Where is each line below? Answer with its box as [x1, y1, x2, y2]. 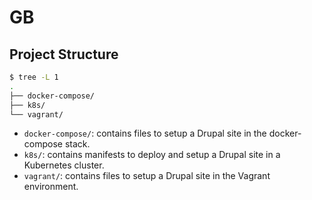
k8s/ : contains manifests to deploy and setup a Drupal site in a [23, 149, 281, 161]
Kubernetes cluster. [23, 159, 105, 171]
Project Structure [9, 46, 119, 63]
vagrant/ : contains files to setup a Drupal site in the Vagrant [23, 170, 271, 182]
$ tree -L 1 [9, 72, 59, 82]
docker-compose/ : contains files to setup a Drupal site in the [23, 127, 267, 140]
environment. [23, 181, 79, 193]
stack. [64, 138, 91, 150]
